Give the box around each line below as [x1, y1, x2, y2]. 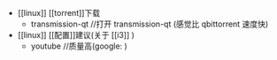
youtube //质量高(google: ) [30, 41, 128, 51]
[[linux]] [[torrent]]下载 [17, 8, 100, 18]
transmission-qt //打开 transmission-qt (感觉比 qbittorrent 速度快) [30, 19, 268, 29]
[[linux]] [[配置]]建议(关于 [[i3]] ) [17, 30, 135, 40]
